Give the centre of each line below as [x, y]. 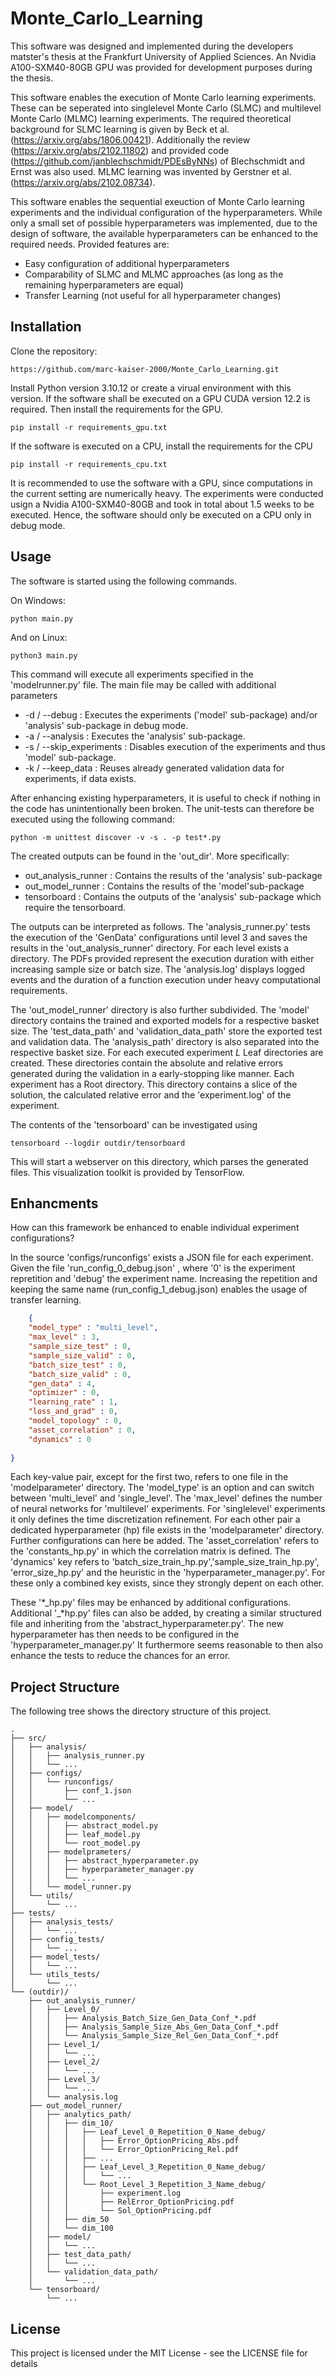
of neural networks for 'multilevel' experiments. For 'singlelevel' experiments [168, 1509]
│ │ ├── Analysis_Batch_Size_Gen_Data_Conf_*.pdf [142, 2018]
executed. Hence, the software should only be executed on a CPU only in [161, 514]
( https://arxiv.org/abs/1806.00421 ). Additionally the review [130, 139]
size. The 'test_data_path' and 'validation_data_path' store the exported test [166, 1031]
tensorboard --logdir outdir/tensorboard [98, 1143]
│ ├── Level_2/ [64, 2062]
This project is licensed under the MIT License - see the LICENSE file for [159, 2353]
